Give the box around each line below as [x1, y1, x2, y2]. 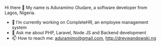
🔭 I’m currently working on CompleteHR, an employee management [11, 20, 149, 25]
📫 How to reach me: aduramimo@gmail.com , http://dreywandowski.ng [11, 35, 156, 41]
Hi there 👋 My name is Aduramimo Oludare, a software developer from [4, 5, 147, 10]
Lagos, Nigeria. [4, 10, 35, 16]
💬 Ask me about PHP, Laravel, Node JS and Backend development [11, 30, 146, 35]
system [11, 24, 27, 30]
